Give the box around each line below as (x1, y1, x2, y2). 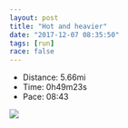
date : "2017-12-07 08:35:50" (9, 30, 120, 39)
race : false (9, 47, 54, 56)
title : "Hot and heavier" (9, 22, 107, 31)
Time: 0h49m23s (22, 82, 88, 93)
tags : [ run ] (9, 38, 54, 48)
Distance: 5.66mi (22, 72, 86, 83)
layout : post (9, 13, 59, 23)
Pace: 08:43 (22, 92, 69, 103)
